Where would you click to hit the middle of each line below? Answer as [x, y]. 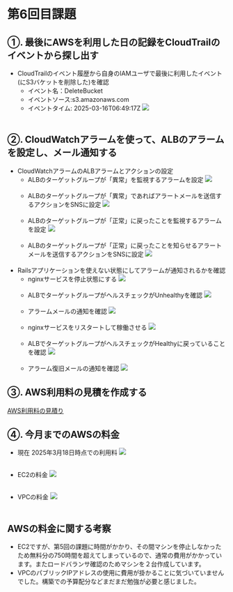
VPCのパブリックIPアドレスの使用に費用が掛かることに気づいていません [121, 573]
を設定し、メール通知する [62, 153]
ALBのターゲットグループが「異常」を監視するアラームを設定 [115, 179]
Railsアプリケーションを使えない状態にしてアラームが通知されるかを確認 [121, 270]
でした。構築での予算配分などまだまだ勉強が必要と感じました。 [109, 582]
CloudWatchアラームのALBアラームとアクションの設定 [95, 171]
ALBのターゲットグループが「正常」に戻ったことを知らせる [113, 245]
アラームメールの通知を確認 [67, 311]
